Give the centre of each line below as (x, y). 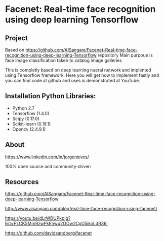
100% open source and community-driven (48, 166)
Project (17, 38)
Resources (22, 182)
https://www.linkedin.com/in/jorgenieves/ (47, 157)
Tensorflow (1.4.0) (31, 113)
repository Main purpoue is (125, 55)
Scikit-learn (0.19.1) (31, 124)
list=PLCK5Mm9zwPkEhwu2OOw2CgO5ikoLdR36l (56, 224)
